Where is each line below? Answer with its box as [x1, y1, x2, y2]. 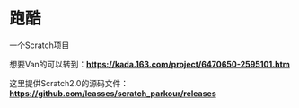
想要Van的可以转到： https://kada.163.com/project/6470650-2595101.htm [9, 58, 290, 69]
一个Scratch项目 [9, 40, 70, 50]
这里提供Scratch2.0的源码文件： [9, 77, 128, 88]
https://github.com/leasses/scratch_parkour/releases [9, 87, 217, 99]
